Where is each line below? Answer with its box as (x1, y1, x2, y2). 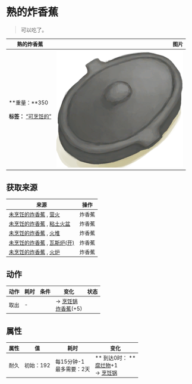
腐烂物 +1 (95, 361, 118, 368)
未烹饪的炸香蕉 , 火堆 (8, 230, 61, 237)
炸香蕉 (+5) (55, 305, 83, 312)
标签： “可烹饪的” (8, 113, 52, 120)
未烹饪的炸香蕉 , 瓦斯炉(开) (8, 239, 75, 246)
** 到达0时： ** (95, 354, 136, 361)
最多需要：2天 (55, 365, 90, 373)
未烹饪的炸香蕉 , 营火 (8, 210, 61, 218)
